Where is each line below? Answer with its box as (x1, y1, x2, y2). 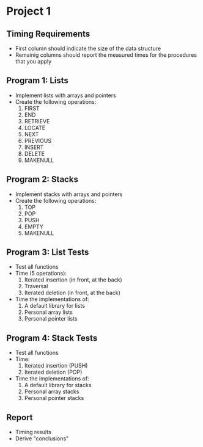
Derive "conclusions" (15, 435, 69, 442)
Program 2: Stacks (6, 174, 78, 184)
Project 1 (6, 4, 51, 18)
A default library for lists (24, 302, 86, 310)
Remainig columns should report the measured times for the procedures (15, 51, 197, 59)
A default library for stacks (24, 382, 92, 389)
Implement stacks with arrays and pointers (15, 191, 123, 198)
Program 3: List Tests (6, 247, 89, 258)
